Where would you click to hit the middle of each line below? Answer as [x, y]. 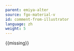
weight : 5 [16, 29]
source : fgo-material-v [30, 15]
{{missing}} [17, 43]
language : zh [19, 24]
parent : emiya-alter [27, 10]
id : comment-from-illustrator [37, 19]
